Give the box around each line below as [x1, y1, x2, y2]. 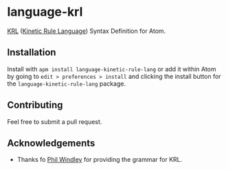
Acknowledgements [7, 137, 95, 149]
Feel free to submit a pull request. [7, 117, 102, 125]
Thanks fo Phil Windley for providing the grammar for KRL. [16, 156, 183, 164]
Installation [7, 47, 56, 58]
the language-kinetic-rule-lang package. [7, 80, 126, 88]
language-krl [7, 4, 83, 20]
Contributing [7, 99, 63, 111]
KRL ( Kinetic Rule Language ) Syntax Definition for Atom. [7, 27, 166, 35]
